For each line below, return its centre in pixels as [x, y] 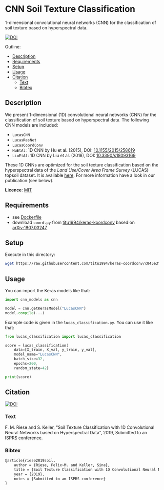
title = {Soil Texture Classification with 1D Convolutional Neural [85, 469]
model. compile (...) [25, 313]
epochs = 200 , [26, 364]
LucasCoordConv [28, 145]
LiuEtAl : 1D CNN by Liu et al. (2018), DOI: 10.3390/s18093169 [74, 155]
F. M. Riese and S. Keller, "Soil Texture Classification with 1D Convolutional [80, 427]
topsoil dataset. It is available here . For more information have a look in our [80, 175]
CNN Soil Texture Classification [70, 9]
